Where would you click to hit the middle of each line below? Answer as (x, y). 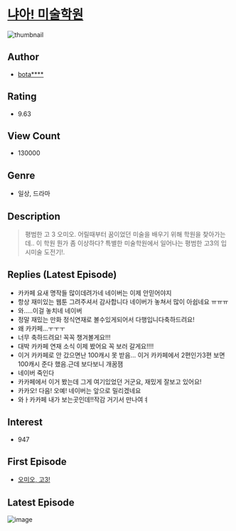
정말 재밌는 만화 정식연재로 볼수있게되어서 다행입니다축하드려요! (106, 319)
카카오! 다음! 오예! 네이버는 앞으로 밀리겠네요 (79, 390)
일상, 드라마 (34, 193)
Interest (25, 423)
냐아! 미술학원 (45, 15)
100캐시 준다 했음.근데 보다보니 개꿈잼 (70, 364)
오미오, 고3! (34, 480)
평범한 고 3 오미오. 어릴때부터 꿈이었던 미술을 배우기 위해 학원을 (113, 234)
